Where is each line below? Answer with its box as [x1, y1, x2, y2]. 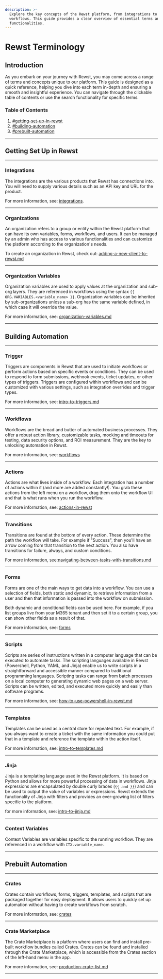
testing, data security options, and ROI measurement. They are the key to [5, 437, 151, 443]
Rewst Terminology [5, 42, 85, 53]
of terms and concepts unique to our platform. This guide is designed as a [5, 79, 153, 85]
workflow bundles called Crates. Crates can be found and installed [15, 944, 148, 950]
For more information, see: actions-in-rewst [5, 504, 92, 510]
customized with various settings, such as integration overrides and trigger [5, 384, 155, 390]
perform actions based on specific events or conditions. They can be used [5, 369, 154, 375]
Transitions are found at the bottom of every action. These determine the [5, 532, 151, 538]
